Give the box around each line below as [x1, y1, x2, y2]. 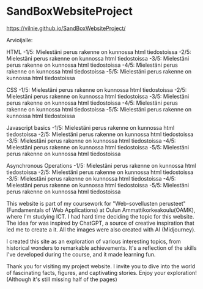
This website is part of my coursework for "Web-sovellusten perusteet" [6, 200, 186, 207]
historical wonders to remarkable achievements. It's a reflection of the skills [6, 244, 197, 252]
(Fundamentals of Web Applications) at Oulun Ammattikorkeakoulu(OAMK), [6, 206, 196, 214]
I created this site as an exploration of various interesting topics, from [6, 238, 182, 245]
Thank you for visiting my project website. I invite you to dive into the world [6, 262, 196, 270]
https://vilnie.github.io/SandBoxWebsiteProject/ [6, 24, 126, 32]
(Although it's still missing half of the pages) [6, 276, 117, 283]
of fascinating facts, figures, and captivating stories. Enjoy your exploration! [6, 269, 197, 276]
